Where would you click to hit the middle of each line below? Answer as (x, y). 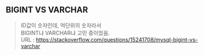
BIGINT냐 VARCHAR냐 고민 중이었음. (65, 33)
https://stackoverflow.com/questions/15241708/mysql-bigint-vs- (117, 39)
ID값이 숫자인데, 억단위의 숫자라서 (61, 25)
